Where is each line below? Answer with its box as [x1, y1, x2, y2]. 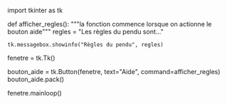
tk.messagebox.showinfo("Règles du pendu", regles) [7, 41, 164, 48]
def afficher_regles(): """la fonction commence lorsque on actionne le [7, 20, 212, 28]
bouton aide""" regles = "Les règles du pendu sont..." [7, 28, 164, 36]
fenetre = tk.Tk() [7, 53, 56, 62]
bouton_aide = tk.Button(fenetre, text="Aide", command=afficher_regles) [7, 68, 221, 76]
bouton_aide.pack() [7, 75, 65, 83]
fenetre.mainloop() [7, 89, 62, 97]
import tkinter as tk [7, 6, 63, 14]
